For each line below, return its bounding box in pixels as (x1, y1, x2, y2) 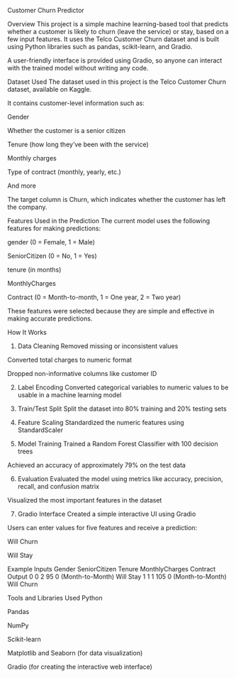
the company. (7, 203, 47, 211)
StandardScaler (17, 426, 64, 434)
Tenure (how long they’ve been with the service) (7, 140, 149, 149)
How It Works (7, 328, 47, 336)
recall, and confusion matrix (17, 483, 100, 490)
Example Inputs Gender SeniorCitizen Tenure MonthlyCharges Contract (7, 565, 216, 573)
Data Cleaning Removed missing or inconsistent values (17, 342, 179, 350)
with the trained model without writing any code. (7, 64, 149, 72)
